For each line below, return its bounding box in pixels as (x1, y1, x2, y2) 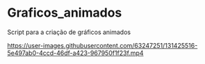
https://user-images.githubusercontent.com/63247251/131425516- (7, 41, 198, 49)
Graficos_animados (7, 5, 122, 21)
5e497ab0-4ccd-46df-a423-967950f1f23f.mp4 (7, 49, 144, 57)
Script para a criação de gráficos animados (7, 28, 131, 36)
